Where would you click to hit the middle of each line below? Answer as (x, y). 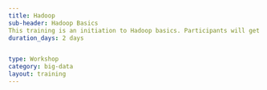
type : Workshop (34, 59)
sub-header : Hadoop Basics (53, 23)
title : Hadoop (32, 16)
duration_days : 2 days (46, 38)
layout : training (37, 74)
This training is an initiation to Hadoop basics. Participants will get (134, 30)
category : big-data (41, 67)
